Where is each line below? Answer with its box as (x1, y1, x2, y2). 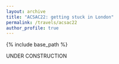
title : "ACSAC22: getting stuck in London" (6, 14, 114, 20)
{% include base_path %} (6, 41, 68, 48)
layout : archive (6, 8, 46, 15)
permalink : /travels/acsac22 (6, 19, 77, 25)
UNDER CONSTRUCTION (6, 52, 67, 59)
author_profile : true (6, 25, 59, 31)
